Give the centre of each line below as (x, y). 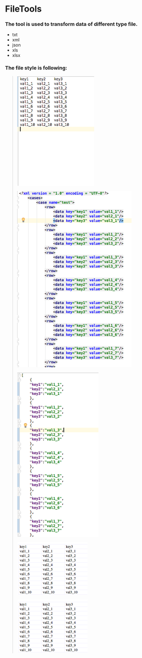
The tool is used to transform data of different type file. (71, 24)
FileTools (24, 9)
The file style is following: (36, 68)
